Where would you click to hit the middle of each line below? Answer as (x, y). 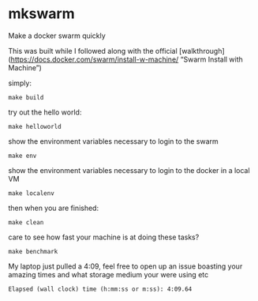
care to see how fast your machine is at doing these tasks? (104, 237)
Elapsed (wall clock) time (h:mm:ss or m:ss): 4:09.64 (100, 289)
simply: (20, 83)
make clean (26, 222)
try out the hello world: (45, 112)
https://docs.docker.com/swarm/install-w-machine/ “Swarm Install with (127, 59)
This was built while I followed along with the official (93, 51)
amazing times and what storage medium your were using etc (108, 274)
